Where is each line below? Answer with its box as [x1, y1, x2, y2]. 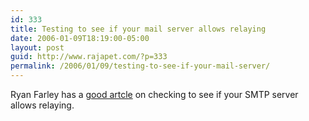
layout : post [10, 42, 65, 53]
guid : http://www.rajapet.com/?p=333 [10, 52, 168, 62]
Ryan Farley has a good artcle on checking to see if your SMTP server [10, 89, 299, 100]
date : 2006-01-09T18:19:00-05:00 [10, 33, 150, 43]
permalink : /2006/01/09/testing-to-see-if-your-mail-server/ [10, 61, 271, 71]
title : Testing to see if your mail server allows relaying [10, 24, 267, 34]
